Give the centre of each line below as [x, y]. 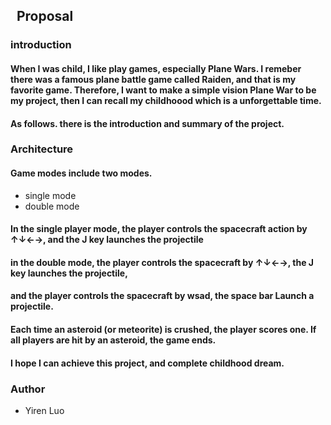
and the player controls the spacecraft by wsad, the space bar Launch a [162, 296]
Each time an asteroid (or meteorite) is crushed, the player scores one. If [163, 329]
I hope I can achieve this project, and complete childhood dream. [147, 363]
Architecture [42, 149]
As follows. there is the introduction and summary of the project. [147, 123]
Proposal [45, 16]
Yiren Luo [44, 410]
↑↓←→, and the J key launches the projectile [107, 240]
